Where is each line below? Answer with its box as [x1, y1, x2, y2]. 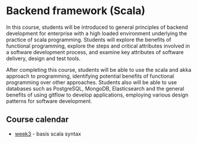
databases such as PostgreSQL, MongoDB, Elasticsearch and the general [6, 85, 185, 92]
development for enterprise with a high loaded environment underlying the [6, 29, 188, 36]
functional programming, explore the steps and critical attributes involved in [6, 42, 191, 49]
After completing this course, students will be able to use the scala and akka [6, 66, 192, 73]
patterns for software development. [6, 97, 93, 104]
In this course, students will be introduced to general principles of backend [6, 24, 188, 31]
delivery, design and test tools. [6, 55, 81, 62]
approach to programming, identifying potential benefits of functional [6, 72, 175, 79]
